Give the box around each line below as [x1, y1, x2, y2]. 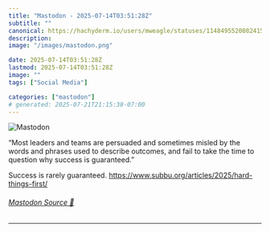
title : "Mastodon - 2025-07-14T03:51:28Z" [8, 11, 153, 20]
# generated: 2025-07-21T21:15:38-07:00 [8, 100, 146, 108]
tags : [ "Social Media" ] [8, 78, 88, 87]
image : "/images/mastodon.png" [8, 42, 113, 50]
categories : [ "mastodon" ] [8, 93, 95, 101]
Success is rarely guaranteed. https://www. [8, 170, 152, 181]
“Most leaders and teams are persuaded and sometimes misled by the [8, 138, 241, 148]
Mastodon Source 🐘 [8, 197, 75, 207]
